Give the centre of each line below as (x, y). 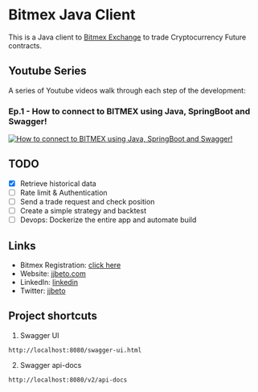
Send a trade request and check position (87, 201)
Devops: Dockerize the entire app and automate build (108, 220)
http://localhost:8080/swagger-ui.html (75, 350)
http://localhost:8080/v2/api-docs (68, 380)
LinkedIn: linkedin (49, 282)
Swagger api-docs (51, 365)
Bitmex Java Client (72, 15)
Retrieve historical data (58, 184)
